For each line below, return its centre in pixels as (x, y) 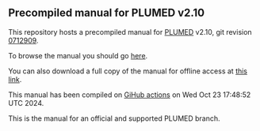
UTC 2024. (26, 103)
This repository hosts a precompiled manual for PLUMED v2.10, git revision (130, 32)
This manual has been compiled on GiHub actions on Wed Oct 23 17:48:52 (130, 95)
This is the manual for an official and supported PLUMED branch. (114, 118)
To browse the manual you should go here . (78, 55)
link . (15, 79)
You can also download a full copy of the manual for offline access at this (128, 71)
